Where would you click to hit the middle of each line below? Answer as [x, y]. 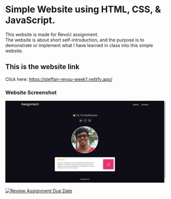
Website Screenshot [31, 92]
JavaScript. [30, 20]
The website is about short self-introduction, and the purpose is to [75, 40]
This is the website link [42, 67]
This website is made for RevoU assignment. [52, 34]
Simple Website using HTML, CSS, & [83, 9]
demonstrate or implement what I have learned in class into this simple [79, 45]
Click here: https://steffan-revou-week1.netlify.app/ [59, 79]
